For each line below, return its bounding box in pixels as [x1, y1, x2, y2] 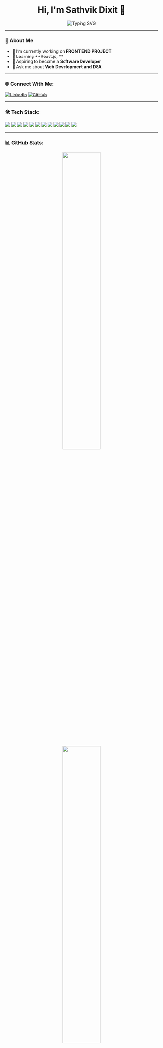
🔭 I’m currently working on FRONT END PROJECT [12, 48, 112, 54]
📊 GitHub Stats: [5, 139, 44, 146]
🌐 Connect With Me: [5, 80, 54, 87]
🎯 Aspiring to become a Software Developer [12, 58, 101, 65]
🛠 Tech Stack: [5, 109, 40, 115]
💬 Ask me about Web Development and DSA [12, 64, 102, 70]
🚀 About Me [5, 37, 33, 44]
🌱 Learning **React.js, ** [12, 54, 64, 59]
